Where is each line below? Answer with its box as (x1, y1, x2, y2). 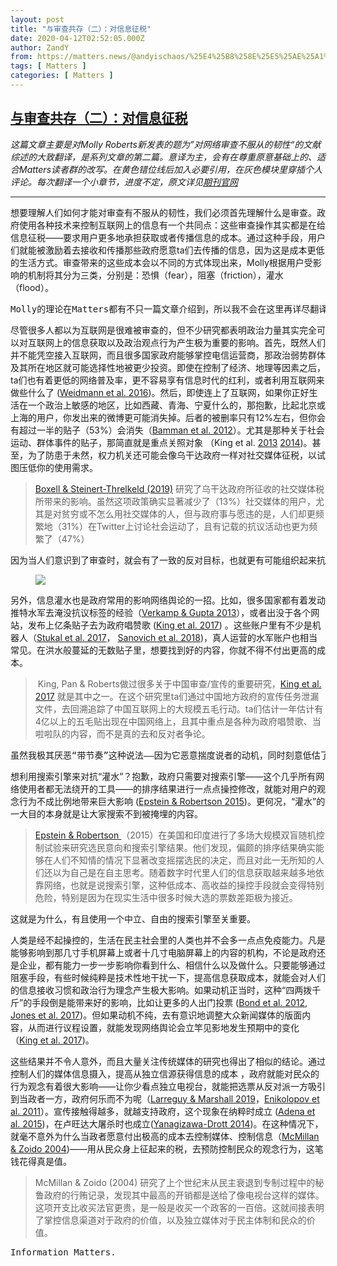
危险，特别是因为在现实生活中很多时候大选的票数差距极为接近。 (34, 891, 298, 903)
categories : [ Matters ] (10, 71, 114, 81)
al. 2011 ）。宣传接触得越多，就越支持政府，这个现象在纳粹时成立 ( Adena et (10, 1105, 316, 1117)
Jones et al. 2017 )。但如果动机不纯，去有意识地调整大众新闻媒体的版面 (10, 1009, 303, 1021)
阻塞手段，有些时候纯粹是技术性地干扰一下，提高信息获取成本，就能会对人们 (10, 971, 326, 983)
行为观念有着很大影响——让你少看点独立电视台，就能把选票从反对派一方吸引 (10, 1080, 326, 1092)
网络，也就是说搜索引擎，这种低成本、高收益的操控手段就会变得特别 (43, 879, 325, 891)
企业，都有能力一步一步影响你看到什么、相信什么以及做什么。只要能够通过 (18, 959, 326, 971)
